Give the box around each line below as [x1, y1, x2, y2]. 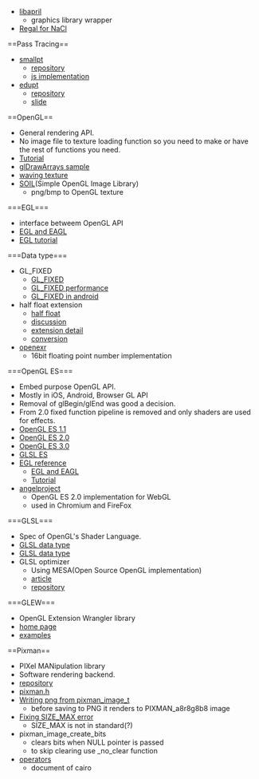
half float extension [18, 300, 83, 310]
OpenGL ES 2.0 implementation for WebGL [30, 492, 172, 501]
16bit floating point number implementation [30, 351, 172, 360]
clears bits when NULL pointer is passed [30, 737, 164, 747]
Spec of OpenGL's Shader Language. [18, 532, 141, 541]
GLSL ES [18, 450, 49, 459]
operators [18, 754, 52, 764]
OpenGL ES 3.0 [18, 441, 69, 450]
